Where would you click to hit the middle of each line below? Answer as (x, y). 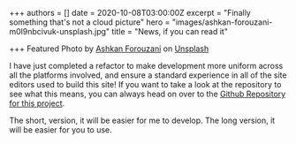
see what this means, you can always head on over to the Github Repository (148, 94)
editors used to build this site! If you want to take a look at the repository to (145, 84)
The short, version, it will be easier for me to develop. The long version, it (142, 120)
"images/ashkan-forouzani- (222, 22)
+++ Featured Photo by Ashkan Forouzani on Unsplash (109, 49)
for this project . (37, 103)
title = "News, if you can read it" (170, 31)
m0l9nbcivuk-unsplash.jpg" (60, 31)
